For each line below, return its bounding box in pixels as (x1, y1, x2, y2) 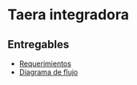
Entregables (7, 38, 70, 51)
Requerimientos (18, 59, 71, 68)
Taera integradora (7, 6, 130, 24)
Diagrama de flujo (18, 67, 79, 77)
